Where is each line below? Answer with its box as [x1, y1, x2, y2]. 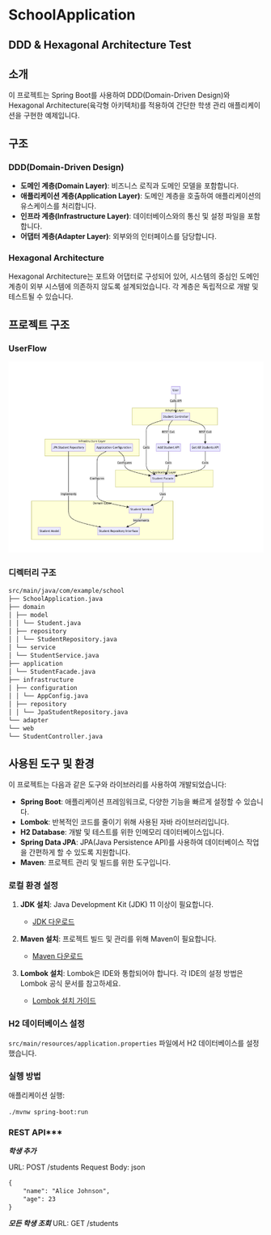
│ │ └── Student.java [8, 620, 82, 628]
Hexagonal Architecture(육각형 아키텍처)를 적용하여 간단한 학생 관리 [8, 100, 227, 110]
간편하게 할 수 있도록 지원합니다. [28, 848, 131, 858]
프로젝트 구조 [8, 317, 70, 331]
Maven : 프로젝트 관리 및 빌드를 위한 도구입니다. [19, 858, 171, 867]
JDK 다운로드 [32, 917, 75, 926]
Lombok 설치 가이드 [32, 996, 97, 1006]
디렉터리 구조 [8, 567, 57, 578]
